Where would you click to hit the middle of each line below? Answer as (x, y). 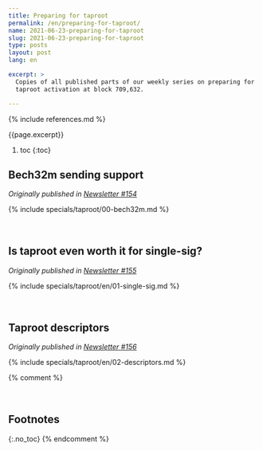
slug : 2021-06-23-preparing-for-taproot (77, 38)
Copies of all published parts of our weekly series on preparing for (135, 82)
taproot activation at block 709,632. (80, 89)
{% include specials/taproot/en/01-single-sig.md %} (94, 286)
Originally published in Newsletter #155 (73, 270)
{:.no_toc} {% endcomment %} (59, 438)
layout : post (30, 53)
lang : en (23, 61)
